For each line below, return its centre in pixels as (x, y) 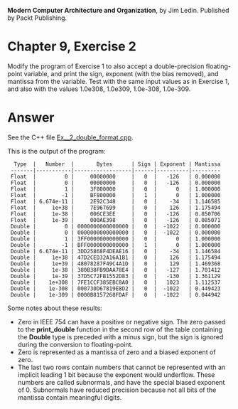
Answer (31, 118)
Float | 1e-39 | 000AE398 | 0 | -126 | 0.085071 (115, 220)
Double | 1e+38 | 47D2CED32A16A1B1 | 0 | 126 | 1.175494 (115, 257)
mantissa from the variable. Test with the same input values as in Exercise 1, (118, 81)
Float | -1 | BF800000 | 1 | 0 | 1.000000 (115, 195)
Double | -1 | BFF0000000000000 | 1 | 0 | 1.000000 (115, 245)
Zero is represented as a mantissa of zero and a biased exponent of (117, 352)
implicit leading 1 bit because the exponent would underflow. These (116, 375)
